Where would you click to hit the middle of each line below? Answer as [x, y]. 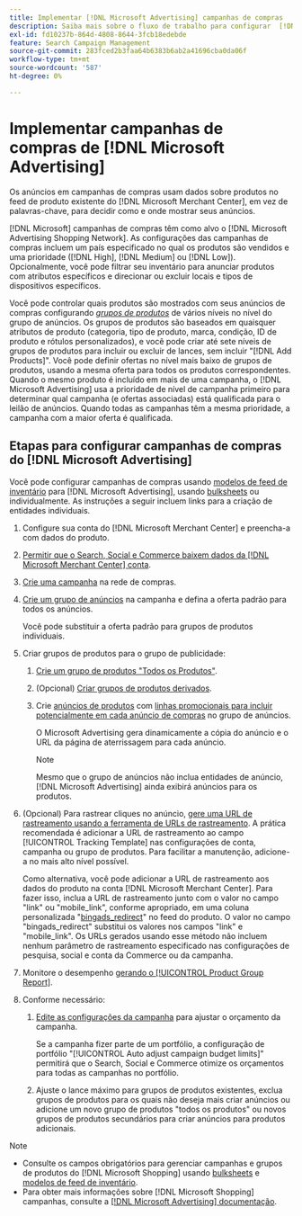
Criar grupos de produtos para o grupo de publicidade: [124, 653]
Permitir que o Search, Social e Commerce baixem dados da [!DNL [146, 555]
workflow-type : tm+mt [50, 59]
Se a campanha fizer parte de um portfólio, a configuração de [150, 1043]
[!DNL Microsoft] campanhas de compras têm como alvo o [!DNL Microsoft [148, 228]
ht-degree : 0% [36, 76]
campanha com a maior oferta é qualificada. [91, 417]
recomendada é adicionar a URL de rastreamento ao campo [133, 832]
